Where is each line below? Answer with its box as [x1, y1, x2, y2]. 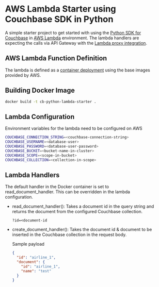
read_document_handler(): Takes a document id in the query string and [12, 203, 154, 209]
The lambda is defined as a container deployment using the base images [5, 67, 150, 73]
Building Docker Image [5, 86, 75, 95]
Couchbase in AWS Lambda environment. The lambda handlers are [5, 35, 139, 41]
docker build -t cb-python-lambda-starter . [5, 99, 96, 104]
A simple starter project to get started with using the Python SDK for [5, 30, 142, 35]
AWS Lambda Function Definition [5, 54, 107, 63]
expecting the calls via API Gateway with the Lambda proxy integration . [5, 40, 147, 46]
